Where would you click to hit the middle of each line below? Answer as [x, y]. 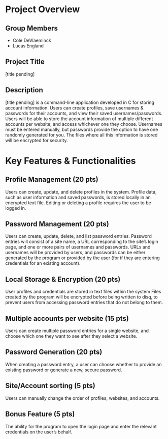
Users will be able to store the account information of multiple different [79, 119]
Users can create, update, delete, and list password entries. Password [79, 236]
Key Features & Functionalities [71, 161]
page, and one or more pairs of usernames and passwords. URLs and [78, 247]
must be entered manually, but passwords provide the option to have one [82, 129]
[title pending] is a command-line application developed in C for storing [80, 102]
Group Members [32, 28]
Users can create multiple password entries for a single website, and [77, 331]
